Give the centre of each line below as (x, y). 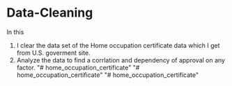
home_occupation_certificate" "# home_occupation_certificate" (108, 75)
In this (15, 32)
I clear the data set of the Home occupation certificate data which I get (118, 45)
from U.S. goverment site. (54, 53)
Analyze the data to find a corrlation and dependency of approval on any (121, 60)
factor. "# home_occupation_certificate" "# (78, 67)
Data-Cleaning (50, 13)
